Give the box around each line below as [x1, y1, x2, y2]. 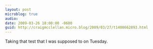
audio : [5, 16, 18, 21]
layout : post [5, 7, 31, 12]
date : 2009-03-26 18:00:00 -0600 [5, 20, 73, 26]
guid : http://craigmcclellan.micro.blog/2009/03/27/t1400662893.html [5, 25, 149, 30]
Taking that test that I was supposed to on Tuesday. [5, 38, 108, 44]
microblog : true [5, 12, 38, 16]
